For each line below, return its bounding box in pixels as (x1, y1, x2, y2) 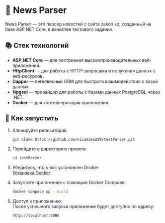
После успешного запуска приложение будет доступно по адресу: (12, 204, 155, 210)
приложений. (12, 62, 41, 68)
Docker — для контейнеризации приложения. (12, 99, 110, 105)
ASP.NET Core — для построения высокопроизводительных (12, 57, 141, 63)
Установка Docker (12, 170, 51, 176)
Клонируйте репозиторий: (12, 127, 68, 133)
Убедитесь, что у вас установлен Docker (12, 165, 99, 171)
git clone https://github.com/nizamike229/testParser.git (12, 137, 135, 142)
